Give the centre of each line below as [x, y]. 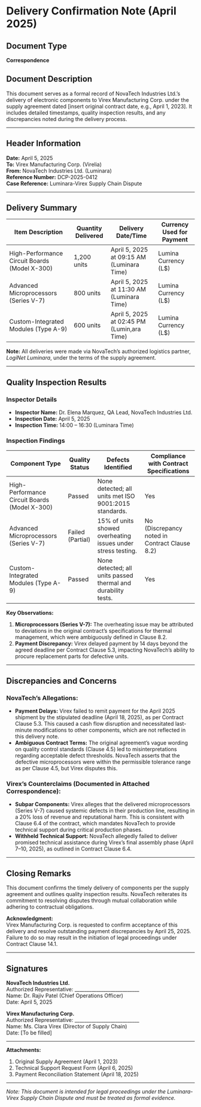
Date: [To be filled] [29, 1033]
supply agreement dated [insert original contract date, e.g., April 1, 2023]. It [99, 106]
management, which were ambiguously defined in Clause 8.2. [91, 637]
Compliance [168, 456]
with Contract [168, 464]
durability [110, 590]
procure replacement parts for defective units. [71, 656]
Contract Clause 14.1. [32, 944]
